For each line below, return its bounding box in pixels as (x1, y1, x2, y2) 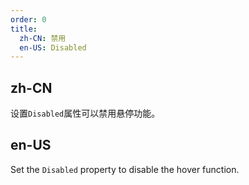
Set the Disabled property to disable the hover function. (10, 163, 240, 175)
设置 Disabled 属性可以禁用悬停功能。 (10, 107, 161, 120)
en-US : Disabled (19, 42, 87, 53)
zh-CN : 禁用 (19, 33, 67, 43)
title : (10, 24, 38, 34)
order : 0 (10, 14, 47, 25)
